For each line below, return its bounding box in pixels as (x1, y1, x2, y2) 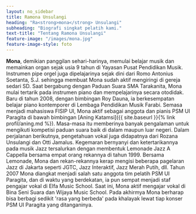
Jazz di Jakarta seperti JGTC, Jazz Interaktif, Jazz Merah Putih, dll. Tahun (6, 163, 185, 170)
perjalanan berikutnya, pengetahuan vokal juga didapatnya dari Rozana (6, 132, 178, 139)
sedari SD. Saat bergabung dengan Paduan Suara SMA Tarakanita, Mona (6, 82, 182, 89)
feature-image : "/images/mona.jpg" (6, 36, 93, 42)
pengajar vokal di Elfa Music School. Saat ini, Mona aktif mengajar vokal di (6, 182, 186, 189)
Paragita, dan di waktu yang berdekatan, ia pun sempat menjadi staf (6, 176, 171, 183)
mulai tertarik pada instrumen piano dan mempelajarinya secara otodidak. (6, 89, 184, 96)
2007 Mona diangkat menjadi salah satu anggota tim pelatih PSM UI (6, 170, 170, 177)
